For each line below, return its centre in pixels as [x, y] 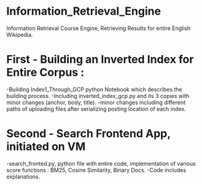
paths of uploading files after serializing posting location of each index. [96, 109]
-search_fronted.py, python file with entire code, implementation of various [101, 163]
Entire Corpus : [45, 73]
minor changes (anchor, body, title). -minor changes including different [96, 102]
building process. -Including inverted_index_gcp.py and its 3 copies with [98, 95]
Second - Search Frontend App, [88, 134]
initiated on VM [46, 147]
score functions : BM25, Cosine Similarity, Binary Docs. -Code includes [96, 170]
